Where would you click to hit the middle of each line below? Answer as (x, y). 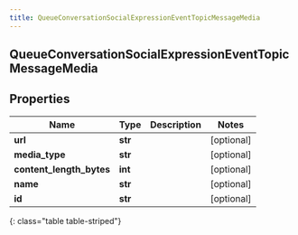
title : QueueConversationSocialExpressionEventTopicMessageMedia (135, 18)
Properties (40, 99)
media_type (40, 155)
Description (176, 125)
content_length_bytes (62, 169)
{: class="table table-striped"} (65, 221)
